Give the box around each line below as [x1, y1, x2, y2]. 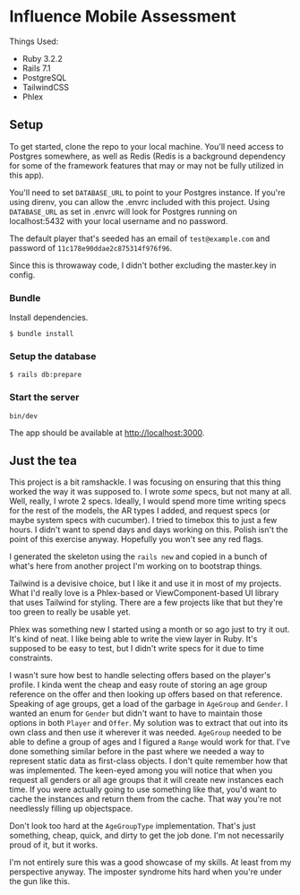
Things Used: [9, 36, 59, 47]
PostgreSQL [21, 72, 67, 82]
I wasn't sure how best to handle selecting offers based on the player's [9, 670, 271, 681]
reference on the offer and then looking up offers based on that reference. [9, 689, 283, 700]
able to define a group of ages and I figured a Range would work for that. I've [9, 736, 291, 747]
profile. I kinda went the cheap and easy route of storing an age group [9, 679, 268, 691]
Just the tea [9, 453, 78, 469]
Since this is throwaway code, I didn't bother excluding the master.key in [9, 260, 277, 271]
